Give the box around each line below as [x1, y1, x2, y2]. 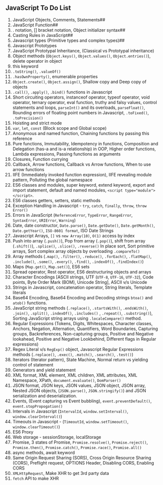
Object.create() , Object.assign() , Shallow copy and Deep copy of [12, 79, 147, 85]
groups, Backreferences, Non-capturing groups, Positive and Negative [12, 330, 154, 337]
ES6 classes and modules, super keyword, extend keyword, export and [12, 182, 155, 188]
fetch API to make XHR [12, 475, 59, 481]
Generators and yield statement [12, 367, 76, 373]
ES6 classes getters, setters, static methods [12, 197, 101, 203]
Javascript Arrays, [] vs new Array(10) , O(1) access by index [12, 233, 135, 239]
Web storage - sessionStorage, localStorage [12, 434, 101, 440]
